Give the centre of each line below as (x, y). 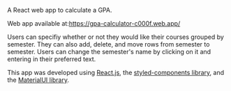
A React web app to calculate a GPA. (60, 10)
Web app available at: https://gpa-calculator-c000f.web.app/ (94, 23)
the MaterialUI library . (38, 80)
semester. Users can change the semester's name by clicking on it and (109, 52)
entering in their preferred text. (52, 59)
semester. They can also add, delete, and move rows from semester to (109, 44)
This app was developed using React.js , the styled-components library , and (116, 73)
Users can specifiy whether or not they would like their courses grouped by (116, 37)
